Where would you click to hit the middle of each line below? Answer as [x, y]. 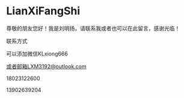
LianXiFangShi [43, 11]
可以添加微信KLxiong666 [37, 53]
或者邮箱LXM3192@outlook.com [47, 66]
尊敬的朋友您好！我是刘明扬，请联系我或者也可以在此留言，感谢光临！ [93, 28]
